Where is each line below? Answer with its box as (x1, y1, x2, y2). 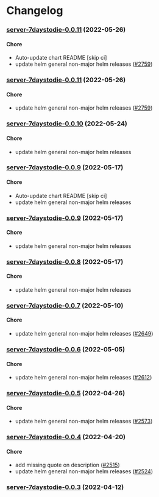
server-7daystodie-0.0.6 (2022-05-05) (6, 345, 125, 353)
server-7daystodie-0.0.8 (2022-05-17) (6, 257, 124, 266)
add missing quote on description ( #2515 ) (15, 461, 120, 469)
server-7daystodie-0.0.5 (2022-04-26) (6, 389, 125, 398)
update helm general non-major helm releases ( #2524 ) (15, 468, 154, 475)
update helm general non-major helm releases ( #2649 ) (15, 330, 154, 337)
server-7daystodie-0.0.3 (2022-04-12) (6, 483, 124, 492)
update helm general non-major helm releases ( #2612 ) (15, 374, 152, 381)
